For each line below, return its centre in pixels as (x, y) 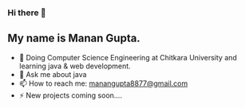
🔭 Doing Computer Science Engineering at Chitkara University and (128, 57)
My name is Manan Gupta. (74, 39)
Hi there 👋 (27, 13)
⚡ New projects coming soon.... (71, 95)
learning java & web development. (75, 66)
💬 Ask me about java (53, 74)
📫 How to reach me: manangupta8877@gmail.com (103, 83)
